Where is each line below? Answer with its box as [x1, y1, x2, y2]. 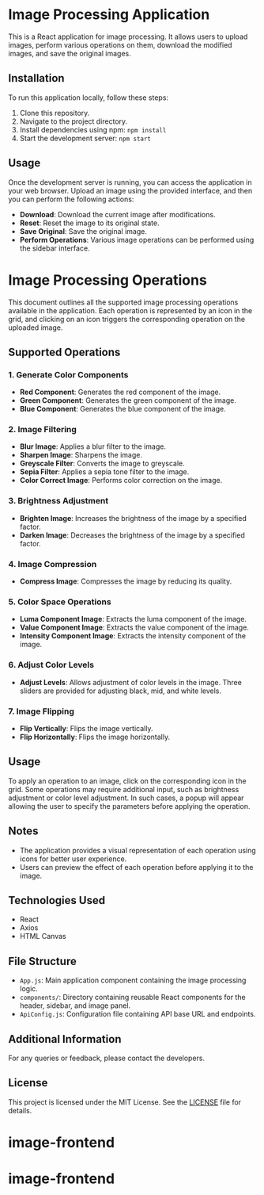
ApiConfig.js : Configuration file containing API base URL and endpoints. [19, 1009, 256, 1019]
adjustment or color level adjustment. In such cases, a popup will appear [8, 793, 244, 802]
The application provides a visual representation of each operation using [19, 845, 257, 855]
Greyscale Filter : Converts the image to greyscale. [19, 458, 185, 469]
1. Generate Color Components [8, 369, 129, 380]
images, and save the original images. [8, 48, 132, 58]
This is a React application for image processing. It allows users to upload [8, 32, 248, 41]
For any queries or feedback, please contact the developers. [8, 1053, 206, 1063]
